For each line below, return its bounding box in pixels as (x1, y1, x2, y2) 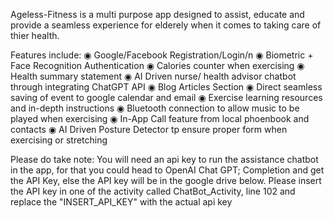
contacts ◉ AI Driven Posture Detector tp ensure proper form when (10, 124, 288, 135)
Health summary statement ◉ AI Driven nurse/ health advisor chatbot (10, 70, 297, 82)
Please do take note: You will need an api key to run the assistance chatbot (10, 154, 319, 165)
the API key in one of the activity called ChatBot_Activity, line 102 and (10, 185, 296, 197)
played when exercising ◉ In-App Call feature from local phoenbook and (10, 113, 310, 124)
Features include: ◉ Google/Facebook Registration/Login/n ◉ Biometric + (10, 49, 314, 61)
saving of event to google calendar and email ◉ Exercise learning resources (10, 92, 323, 103)
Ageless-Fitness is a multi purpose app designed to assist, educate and (10, 9, 305, 20)
